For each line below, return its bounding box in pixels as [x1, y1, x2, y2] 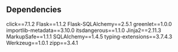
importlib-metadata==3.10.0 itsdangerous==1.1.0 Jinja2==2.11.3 [6, 27, 161, 34]
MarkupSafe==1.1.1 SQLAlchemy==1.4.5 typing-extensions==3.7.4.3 [6, 32, 173, 40]
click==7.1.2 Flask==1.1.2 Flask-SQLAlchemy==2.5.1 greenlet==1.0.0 [6, 20, 172, 27]
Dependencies [6, 5, 62, 15]
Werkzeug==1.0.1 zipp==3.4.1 [6, 39, 79, 46]
